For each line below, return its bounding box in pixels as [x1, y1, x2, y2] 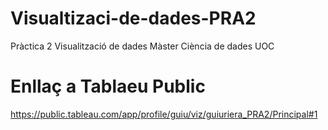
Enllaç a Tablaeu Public [10, 75, 206, 98]
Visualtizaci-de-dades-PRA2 [10, 7, 257, 30]
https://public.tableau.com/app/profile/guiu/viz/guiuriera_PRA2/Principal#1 [10, 108, 318, 120]
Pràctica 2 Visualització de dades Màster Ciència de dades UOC [10, 40, 275, 52]
